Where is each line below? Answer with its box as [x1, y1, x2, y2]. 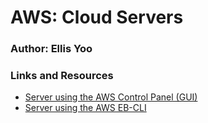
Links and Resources [10, 69, 114, 83]
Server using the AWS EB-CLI [24, 102, 147, 114]
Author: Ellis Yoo [10, 42, 93, 56]
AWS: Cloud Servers [10, 6, 184, 29]
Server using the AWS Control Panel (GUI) [24, 91, 198, 103]
